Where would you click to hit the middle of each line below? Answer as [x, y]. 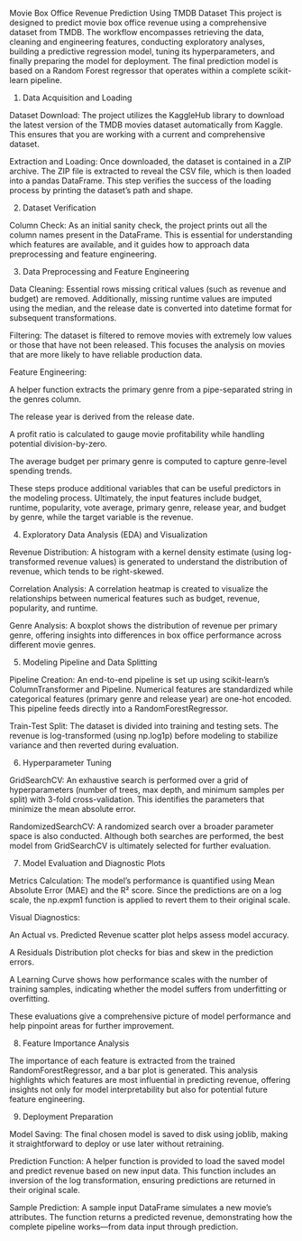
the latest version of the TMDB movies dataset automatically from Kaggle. [146, 125]
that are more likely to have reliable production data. [106, 355]
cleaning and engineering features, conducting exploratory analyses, [137, 42]
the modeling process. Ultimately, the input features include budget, [136, 498]
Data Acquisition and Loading [77, 98]
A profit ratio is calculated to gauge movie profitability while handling [137, 434]
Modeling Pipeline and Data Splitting [90, 662]
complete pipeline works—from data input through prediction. [124, 1227]
